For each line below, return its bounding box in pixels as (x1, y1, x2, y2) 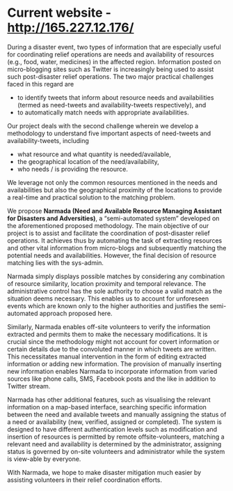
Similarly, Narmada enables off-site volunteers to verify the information (7, 322, 211, 331)
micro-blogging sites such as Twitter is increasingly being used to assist (7, 65, 214, 73)
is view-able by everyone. (7, 455, 81, 463)
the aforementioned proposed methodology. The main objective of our (7, 221, 209, 229)
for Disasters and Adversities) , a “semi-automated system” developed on (7, 214, 220, 222)
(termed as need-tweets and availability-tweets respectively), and (17, 100, 207, 109)
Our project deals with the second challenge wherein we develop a (7, 121, 199, 130)
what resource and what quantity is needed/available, (17, 150, 172, 158)
